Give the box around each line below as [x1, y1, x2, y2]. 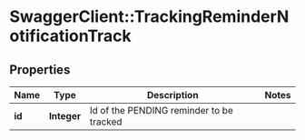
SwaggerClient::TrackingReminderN [9, 6, 290, 27]
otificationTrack [9, 25, 132, 46]
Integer [48, 110, 82, 122]
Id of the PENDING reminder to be [89, 105, 233, 116]
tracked [89, 115, 123, 128]
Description [146, 89, 199, 101]
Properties [9, 62, 71, 77]
